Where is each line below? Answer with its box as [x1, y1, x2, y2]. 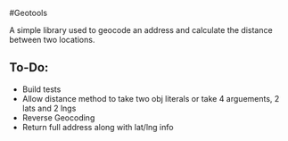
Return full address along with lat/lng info [21, 121, 174, 132]
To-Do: [9, 60, 49, 75]
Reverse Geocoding [21, 112, 95, 123]
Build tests [21, 84, 62, 95]
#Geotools [9, 8, 47, 18]
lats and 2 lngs [21, 103, 77, 113]
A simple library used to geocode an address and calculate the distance [9, 25, 274, 35]
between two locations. [9, 35, 95, 45]
